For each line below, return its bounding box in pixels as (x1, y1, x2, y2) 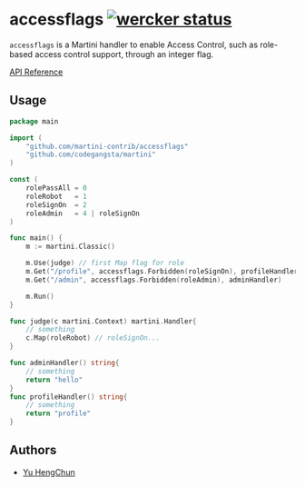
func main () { (9, 234, 64, 243)
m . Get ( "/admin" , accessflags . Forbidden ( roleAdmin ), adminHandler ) (25, 275, 282, 284)
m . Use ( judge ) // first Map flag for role (25, 259, 184, 268)
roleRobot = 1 (25, 192, 88, 201)
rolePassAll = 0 (25, 184, 88, 193)
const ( (9, 175, 39, 184)
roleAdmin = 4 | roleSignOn (25, 209, 141, 218)
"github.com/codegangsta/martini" (25, 150, 156, 159)
